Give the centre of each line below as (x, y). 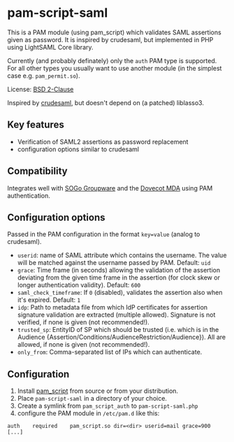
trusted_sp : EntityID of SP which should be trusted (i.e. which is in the (118, 330)
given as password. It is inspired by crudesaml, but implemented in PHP (110, 39)
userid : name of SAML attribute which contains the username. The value (122, 255)
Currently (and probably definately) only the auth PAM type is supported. (112, 60)
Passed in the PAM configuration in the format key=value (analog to (104, 234)
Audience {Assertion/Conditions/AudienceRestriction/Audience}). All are (121, 337)
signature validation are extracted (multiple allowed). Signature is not (116, 315)
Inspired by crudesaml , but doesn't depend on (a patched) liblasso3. (106, 102)
